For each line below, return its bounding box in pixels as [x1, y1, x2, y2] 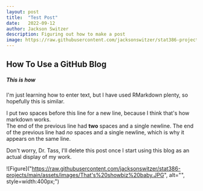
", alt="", [164, 172, 185, 179]
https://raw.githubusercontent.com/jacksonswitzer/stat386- [31, 165, 181, 172]
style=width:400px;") [6, 178, 59, 185]
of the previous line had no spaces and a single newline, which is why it [6, 129, 184, 136]
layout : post [6, 8, 39, 15]
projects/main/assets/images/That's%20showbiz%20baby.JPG [6, 172, 164, 179]
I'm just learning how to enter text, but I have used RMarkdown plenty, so [6, 91, 188, 99]
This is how [6, 76, 36, 83]
